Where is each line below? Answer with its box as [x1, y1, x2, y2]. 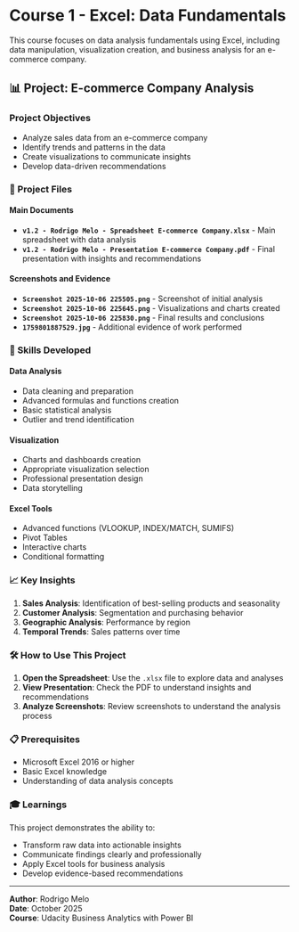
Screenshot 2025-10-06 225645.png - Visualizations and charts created [21, 302, 280, 313]
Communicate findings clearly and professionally [21, 848, 202, 860]
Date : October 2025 [9, 903, 83, 913]
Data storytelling [21, 483, 83, 494]
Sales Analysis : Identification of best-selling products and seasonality [21, 598, 280, 609]
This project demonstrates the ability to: [9, 822, 156, 833]
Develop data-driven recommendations [21, 160, 166, 171]
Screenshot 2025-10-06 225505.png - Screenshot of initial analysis [21, 293, 263, 304]
